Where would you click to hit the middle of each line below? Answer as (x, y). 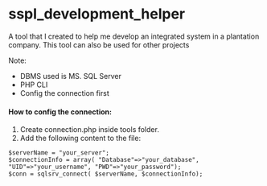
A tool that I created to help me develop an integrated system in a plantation (134, 36)
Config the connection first (65, 93)
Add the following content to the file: (80, 138)
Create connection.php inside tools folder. (89, 130)
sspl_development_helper (97, 14)
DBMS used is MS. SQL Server (71, 76)
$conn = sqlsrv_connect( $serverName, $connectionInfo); (106, 174)
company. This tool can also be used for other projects (99, 44)
